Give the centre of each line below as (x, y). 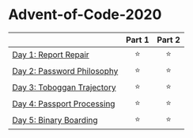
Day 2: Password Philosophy (65, 71)
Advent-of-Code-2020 (85, 15)
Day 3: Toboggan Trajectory (64, 87)
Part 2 (168, 40)
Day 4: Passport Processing (64, 104)
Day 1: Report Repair (51, 55)
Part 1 (137, 40)
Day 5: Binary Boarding (55, 121)
